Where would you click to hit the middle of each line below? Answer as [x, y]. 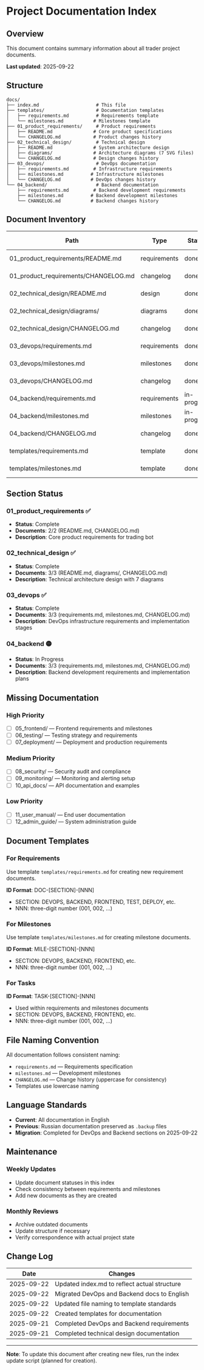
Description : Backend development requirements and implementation [102, 672]
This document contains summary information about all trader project [93, 48]
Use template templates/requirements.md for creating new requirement [95, 872]
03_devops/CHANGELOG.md [51, 380]
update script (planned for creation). [52, 1360]
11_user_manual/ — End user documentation [70, 814]
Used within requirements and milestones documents [82, 1008]
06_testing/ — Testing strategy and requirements [76, 735]
